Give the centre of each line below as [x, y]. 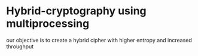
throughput [20, 46]
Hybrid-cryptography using [76, 11]
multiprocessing [48, 24]
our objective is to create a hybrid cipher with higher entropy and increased [99, 40]
